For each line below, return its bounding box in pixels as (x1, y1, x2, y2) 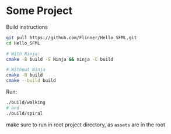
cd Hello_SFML (6, 40, 41, 46)
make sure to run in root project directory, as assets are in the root (6, 121, 165, 128)
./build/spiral (6, 110, 43, 116)
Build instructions (6, 23, 48, 30)
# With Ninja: (6, 51, 41, 57)
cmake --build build (6, 78, 57, 84)
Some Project (6, 4, 73, 18)
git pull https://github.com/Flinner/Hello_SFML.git (6, 35, 137, 40)
